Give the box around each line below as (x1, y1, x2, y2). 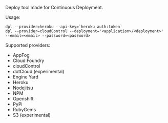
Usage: (5, 14, 20, 20)
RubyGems (12, 107, 36, 112)
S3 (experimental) (12, 112, 51, 118)
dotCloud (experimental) (12, 69, 65, 74)
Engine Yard (12, 74, 38, 80)
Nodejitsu (12, 85, 33, 91)
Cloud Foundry (12, 57, 45, 64)
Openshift (12, 96, 34, 101)
